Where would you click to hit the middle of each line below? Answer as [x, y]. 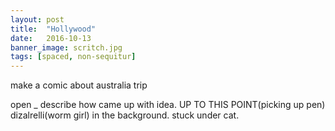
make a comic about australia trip [79, 85]
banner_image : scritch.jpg [66, 47]
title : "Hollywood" [53, 29]
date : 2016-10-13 [51, 38]
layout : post [37, 19]
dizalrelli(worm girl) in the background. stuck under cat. [125, 115]
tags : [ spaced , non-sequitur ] [73, 57]
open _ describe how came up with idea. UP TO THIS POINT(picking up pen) [168, 105]
